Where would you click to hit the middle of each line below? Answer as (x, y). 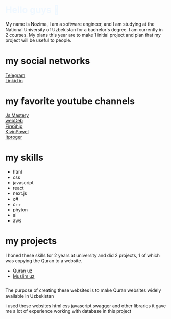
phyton (20, 210)
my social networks (48, 61)
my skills (24, 158)
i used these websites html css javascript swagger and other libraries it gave (86, 306)
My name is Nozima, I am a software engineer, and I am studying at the (80, 24)
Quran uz (22, 271)
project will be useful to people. (38, 40)
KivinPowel (17, 131)
